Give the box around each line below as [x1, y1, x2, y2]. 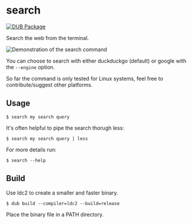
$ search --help [6, 157, 46, 163]
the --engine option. [6, 63, 55, 71]
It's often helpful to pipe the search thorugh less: [6, 124, 125, 131]
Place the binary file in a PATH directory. [6, 210, 104, 218]
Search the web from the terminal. [6, 34, 90, 41]
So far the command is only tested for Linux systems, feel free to [6, 75, 164, 82]
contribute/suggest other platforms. [6, 81, 93, 88]
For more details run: [6, 146, 57, 153]
